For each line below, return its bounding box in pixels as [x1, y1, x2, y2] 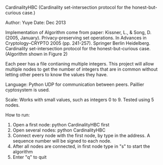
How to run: [5, 112, 30, 118]
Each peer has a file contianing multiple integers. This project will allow [5, 61, 154, 67]
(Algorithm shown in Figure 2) [5, 51, 68, 57]
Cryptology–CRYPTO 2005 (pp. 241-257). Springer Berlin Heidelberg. [5, 40, 150, 46]
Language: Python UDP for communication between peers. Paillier [5, 81, 144, 87]
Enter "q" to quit [12, 154, 47, 160]
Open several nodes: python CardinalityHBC [12, 127, 106, 133]
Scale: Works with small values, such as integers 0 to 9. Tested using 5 [5, 96, 154, 103]
